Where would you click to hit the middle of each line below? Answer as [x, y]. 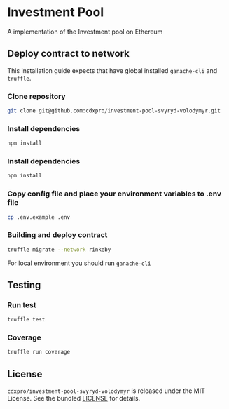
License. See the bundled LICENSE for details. [74, 398]
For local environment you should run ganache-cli [79, 263]
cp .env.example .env [39, 217]
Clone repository [36, 96]
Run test [22, 304]
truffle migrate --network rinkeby [59, 250]
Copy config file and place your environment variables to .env [114, 194]
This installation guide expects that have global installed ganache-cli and [112, 70]
